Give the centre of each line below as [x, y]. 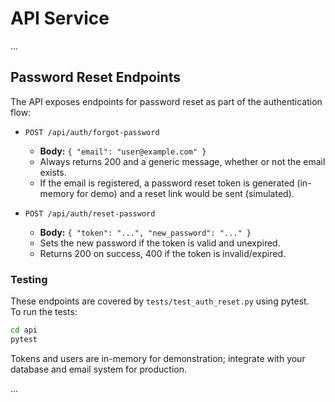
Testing [29, 279]
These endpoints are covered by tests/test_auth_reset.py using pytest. [160, 301]
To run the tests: [44, 312]
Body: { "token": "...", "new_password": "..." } [145, 232]
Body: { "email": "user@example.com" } [123, 151]
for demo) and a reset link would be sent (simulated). [185, 193]
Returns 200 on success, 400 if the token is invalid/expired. [163, 253]
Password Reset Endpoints [95, 77]
